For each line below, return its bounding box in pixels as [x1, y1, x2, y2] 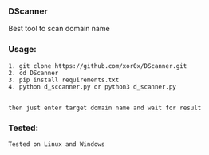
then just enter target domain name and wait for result [8, 104, 202, 112]
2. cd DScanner [8, 69, 59, 77]
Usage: [8, 44, 37, 55]
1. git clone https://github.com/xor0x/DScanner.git [8, 62, 187, 70]
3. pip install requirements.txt [8, 76, 120, 84]
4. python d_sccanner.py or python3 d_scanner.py [8, 82, 177, 91]
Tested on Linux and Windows [8, 140, 105, 149]
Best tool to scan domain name [8, 24, 110, 34]
